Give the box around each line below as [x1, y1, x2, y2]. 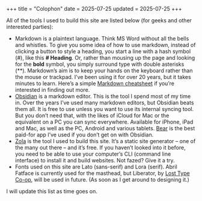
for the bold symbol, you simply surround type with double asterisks [14, 60, 185, 68]
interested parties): [6, 24, 54, 30]
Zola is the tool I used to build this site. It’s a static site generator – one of [14, 138, 196, 144]
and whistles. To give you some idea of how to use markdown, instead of [14, 42, 196, 48]
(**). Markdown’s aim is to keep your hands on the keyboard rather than [14, 67, 194, 74]
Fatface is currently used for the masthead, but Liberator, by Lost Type [14, 170, 191, 177]
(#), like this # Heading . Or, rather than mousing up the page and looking [14, 54, 195, 61]
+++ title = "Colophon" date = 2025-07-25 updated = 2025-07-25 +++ [6, 5, 182, 12]
